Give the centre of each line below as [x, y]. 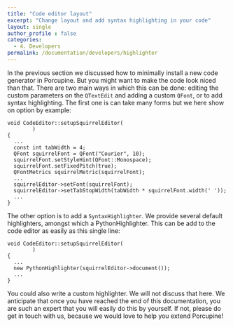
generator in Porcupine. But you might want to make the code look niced [112, 80]
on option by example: [40, 110]
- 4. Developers [37, 46]
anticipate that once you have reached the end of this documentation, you [114, 301]
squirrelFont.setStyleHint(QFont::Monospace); [83, 160]
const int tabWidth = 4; [50, 147]
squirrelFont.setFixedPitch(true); [65, 166]
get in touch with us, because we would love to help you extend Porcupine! [115, 316]
